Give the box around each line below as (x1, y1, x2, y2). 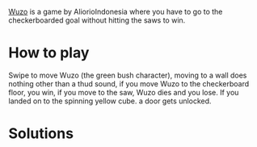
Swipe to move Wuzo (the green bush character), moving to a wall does (8, 70, 247, 80)
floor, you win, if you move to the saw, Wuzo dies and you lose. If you (8, 87, 239, 97)
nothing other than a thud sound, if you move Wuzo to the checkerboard (8, 78, 250, 88)
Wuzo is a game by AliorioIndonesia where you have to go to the (8, 7, 223, 16)
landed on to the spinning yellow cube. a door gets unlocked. (8, 96, 212, 106)
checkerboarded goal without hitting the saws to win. (8, 15, 186, 25)
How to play (8, 44, 90, 62)
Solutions (8, 124, 74, 143)
